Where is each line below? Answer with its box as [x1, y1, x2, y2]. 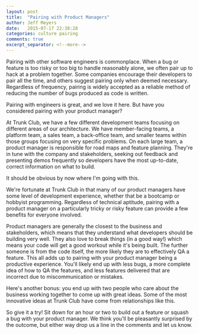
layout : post [6, 8, 38, 15]
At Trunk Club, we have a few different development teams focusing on [6, 119, 180, 126]
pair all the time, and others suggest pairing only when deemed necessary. [6, 77, 189, 84]
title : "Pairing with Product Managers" [6, 14, 110, 20]
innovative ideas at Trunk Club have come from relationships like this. [6, 297, 176, 304]
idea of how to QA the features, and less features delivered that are [6, 266, 170, 273]
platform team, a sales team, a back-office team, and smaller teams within [6, 131, 187, 138]
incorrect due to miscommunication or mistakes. [6, 273, 124, 280]
